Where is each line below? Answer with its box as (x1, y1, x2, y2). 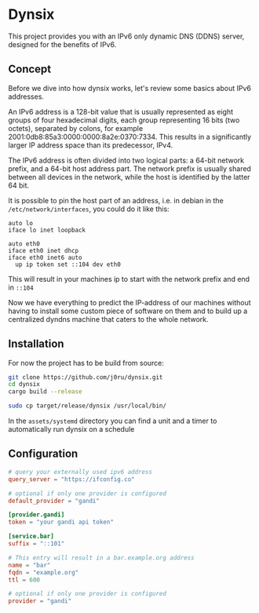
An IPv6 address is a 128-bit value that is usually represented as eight (8, 107, 234, 116)
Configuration (8, 447, 78, 461)
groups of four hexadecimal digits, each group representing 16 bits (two (8, 115, 240, 125)
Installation (8, 338, 64, 351)
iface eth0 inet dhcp (8, 246, 79, 254)
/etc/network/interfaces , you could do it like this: (8, 204, 170, 213)
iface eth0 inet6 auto (8, 254, 82, 261)
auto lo (8, 219, 34, 227)
